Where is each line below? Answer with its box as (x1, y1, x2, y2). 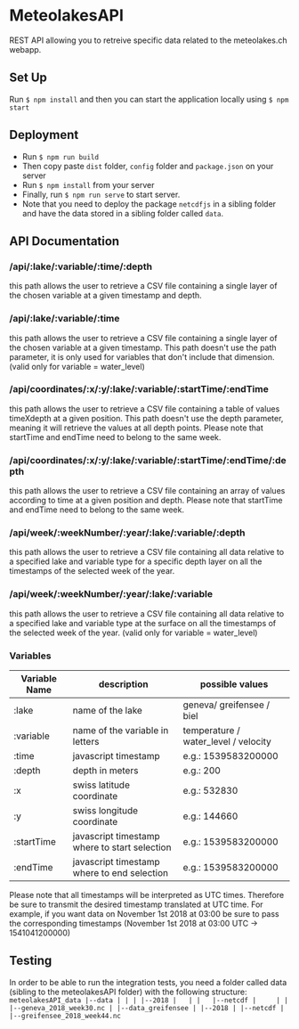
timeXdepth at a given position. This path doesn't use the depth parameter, (9, 412, 284, 423)
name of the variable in (72, 724, 169, 737)
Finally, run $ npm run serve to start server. (21, 189, 181, 200)
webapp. (9, 44, 42, 54)
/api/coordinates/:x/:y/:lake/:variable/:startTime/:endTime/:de (9, 453, 287, 466)
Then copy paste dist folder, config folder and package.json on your (21, 160, 274, 171)
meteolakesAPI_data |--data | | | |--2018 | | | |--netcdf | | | (9, 995, 289, 1005)
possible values (199, 678, 269, 690)
